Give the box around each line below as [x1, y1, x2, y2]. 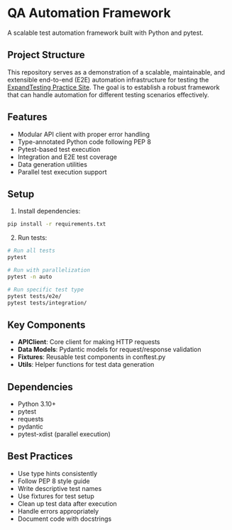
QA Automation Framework [7, 5, 172, 21]
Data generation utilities [17, 160, 87, 168]
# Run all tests [7, 247, 55, 255]
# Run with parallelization [7, 267, 91, 274]
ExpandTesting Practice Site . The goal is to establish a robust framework [7, 83, 220, 92]
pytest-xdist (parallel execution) [17, 430, 111, 438]
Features [7, 111, 48, 123]
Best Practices [7, 451, 73, 463]
